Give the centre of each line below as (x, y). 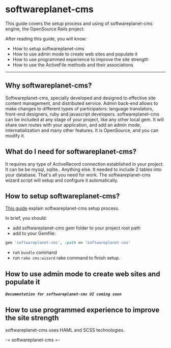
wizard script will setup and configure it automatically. (62, 180)
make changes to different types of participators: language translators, (79, 108)
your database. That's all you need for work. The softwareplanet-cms (78, 175)
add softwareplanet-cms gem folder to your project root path (77, 228)
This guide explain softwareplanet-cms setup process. (62, 208)
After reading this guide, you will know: (46, 39)
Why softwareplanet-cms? (49, 86)
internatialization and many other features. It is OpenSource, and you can (82, 130)
